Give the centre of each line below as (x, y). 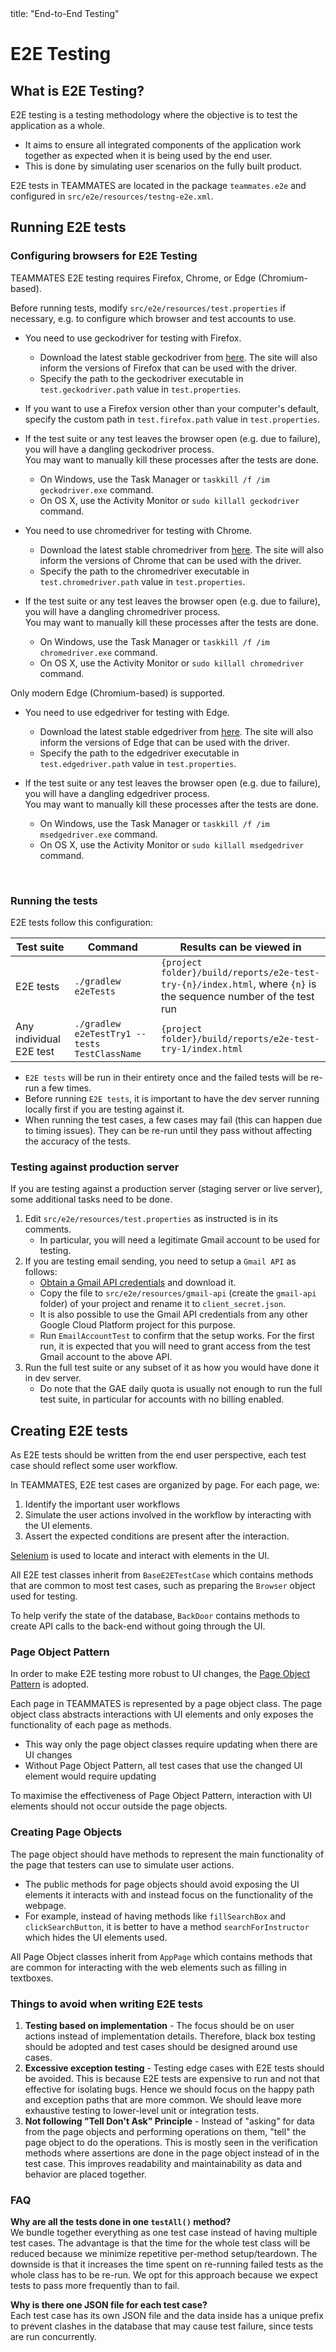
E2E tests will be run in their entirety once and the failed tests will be (166, 1077)
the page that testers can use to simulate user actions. (122, 1864)
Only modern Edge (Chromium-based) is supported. (118, 693)
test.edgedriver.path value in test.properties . (138, 763)
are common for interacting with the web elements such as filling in (148, 1967)
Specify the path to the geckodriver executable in (141, 378)
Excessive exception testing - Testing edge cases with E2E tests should (174, 2068)
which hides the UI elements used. (96, 1937)
